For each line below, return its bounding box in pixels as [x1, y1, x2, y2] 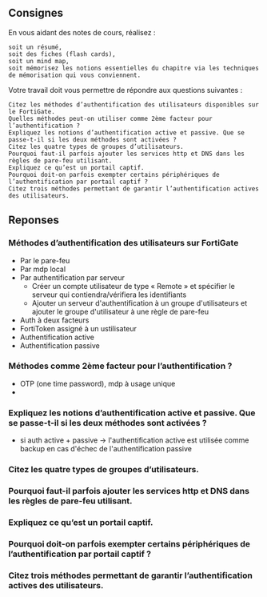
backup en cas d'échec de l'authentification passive [19, 444, 192, 454]
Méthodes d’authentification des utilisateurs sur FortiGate [8, 238, 239, 249]
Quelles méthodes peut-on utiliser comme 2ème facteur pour [8, 114, 213, 122]
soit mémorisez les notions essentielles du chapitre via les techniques [8, 64, 260, 72]
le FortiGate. [8, 107, 56, 115]
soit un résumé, [8, 43, 62, 51]
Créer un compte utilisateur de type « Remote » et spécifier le [31, 281, 236, 290]
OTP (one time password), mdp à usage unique [19, 379, 176, 388]
